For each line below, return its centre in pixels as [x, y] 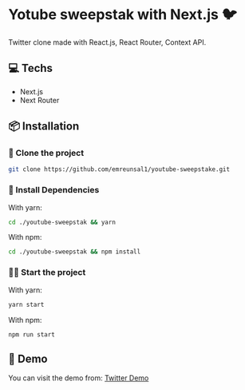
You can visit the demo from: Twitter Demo [79, 378]
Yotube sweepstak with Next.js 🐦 [123, 15]
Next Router [40, 100]
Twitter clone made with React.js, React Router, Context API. [107, 42]
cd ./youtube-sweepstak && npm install [75, 252]
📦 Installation [44, 127]
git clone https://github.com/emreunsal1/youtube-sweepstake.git [119, 169]
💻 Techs [31, 68]
